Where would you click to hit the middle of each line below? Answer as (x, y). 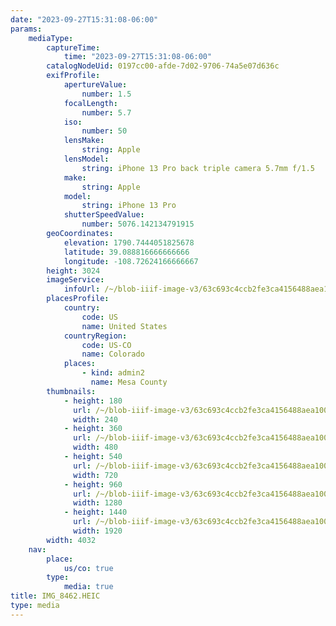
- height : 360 (93, 429)
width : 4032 (71, 540)
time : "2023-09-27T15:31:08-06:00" (138, 57)
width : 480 (95, 447)
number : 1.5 (106, 94)
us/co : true (88, 568)
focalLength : (90, 103)
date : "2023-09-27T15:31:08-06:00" (84, 19)
